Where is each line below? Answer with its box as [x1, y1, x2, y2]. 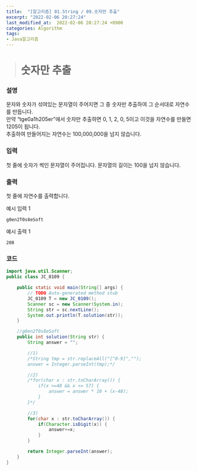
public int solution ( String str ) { [17, 334, 105, 340]
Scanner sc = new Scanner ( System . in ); [27, 301, 123, 307]
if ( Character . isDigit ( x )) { [37, 421, 108, 427]
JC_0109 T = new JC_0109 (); [27, 295, 97, 301]
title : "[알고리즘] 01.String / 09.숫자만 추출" [6, 8, 120, 15]
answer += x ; [48, 427, 76, 433]
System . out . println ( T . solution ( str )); [27, 312, 123, 318]
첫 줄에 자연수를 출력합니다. [6, 192, 70, 199]
